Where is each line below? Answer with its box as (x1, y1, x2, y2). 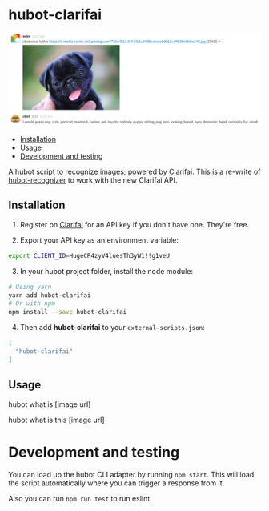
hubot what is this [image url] (8, 415, 106, 424)
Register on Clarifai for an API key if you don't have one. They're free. (19, 219, 250, 229)
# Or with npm (8, 300, 56, 308)
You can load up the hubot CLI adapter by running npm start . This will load (8, 469, 255, 479)
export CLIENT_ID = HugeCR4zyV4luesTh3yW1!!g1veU (8, 251, 171, 260)
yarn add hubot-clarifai (8, 291, 91, 300)
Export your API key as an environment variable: (19, 235, 179, 245)
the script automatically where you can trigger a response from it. (8, 478, 225, 488)
